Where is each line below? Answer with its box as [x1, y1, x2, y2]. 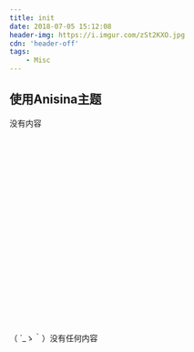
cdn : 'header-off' [9, 38, 79, 48]
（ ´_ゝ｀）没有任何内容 [9, 332, 98, 343]
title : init [9, 13, 55, 23]
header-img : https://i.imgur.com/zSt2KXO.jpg [9, 30, 185, 39]
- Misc [26, 56, 51, 65]
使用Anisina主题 [9, 92, 102, 108]
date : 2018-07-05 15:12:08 [9, 22, 112, 31]
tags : [9, 47, 30, 57]
